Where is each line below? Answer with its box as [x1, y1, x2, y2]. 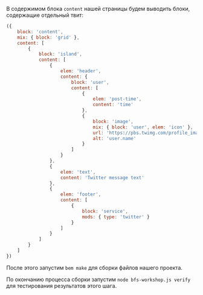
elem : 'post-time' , [92, 96, 142, 102]
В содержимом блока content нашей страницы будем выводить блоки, [6, 5, 190, 12]
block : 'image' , [92, 118, 134, 124]
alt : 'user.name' [92, 135, 137, 141]
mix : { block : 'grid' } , [17, 34, 80, 40]
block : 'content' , [17, 28, 63, 35]
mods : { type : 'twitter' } [82, 214, 150, 220]
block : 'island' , [38, 51, 83, 57]
